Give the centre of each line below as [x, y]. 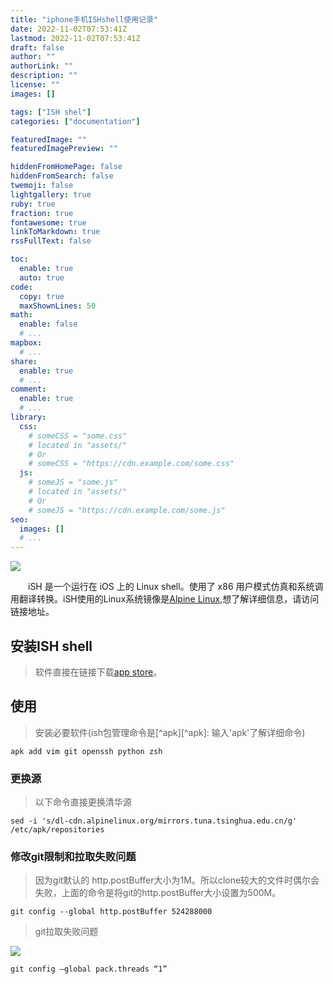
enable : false [48, 324]
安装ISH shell [51, 646]
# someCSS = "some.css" [78, 436]
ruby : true [33, 204]
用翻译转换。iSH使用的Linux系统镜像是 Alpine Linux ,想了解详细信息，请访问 [165, 599]
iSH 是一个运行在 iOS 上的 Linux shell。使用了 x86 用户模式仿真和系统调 [176, 587]
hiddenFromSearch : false [62, 176]
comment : [28, 389]
